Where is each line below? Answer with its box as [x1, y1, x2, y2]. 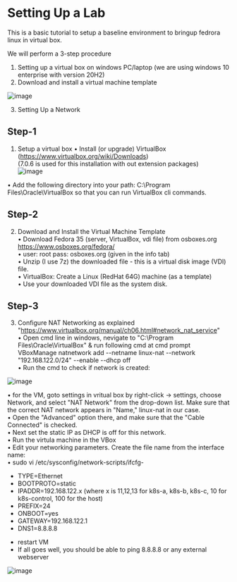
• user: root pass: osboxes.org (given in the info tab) [17, 249, 170, 258]
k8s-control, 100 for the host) [17, 495, 104, 503]
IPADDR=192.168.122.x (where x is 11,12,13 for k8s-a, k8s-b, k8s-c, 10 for [17, 487, 227, 495]
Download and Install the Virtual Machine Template [17, 227, 166, 235]
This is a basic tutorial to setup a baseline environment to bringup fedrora [7, 28, 221, 37]
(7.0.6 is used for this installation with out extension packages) [17, 159, 199, 168]
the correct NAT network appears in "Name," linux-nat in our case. [7, 406, 201, 414]
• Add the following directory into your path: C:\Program [7, 180, 171, 189]
